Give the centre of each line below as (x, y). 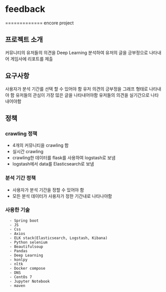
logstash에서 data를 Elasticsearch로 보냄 (53, 164)
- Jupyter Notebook (30, 281)
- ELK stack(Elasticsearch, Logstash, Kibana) (59, 238)
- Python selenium (29, 242)
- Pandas (19, 251)
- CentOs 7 (21, 277)
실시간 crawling (28, 152)
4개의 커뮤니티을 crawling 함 (40, 145)
